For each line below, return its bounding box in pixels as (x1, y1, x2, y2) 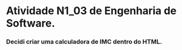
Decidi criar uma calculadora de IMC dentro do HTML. (6, 38, 163, 46)
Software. (6, 16, 56, 30)
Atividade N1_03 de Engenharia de (6, 4, 177, 18)
